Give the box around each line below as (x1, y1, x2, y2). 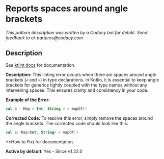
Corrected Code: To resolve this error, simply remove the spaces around (5, 115, 153, 121)
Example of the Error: (5, 97, 50, 103)
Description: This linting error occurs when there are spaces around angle (5, 72, 157, 78)
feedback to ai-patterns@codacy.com (5, 35, 83, 41)
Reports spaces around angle (5, 3, 128, 14)
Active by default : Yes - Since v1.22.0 (5, 148, 83, 154)
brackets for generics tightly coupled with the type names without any (5, 82, 148, 88)
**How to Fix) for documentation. (5, 138, 74, 145)
